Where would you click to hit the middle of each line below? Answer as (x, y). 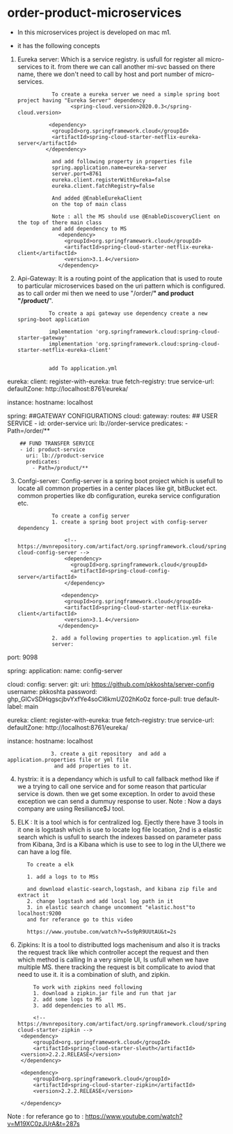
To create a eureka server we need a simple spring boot (136, 94)
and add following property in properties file (122, 161)
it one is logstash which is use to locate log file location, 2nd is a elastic (120, 830)
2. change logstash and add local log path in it (100, 901)
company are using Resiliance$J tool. (71, 809)
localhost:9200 (39, 913)
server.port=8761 (77, 174)
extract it (33, 895)
